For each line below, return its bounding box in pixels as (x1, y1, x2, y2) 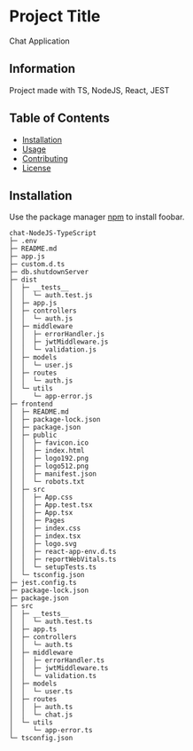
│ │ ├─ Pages (9, 517, 66, 526)
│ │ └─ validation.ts (9, 672, 97, 681)
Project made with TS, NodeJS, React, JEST (9, 84, 170, 95)
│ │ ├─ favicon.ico (9, 439, 89, 447)
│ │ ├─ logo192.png (9, 455, 89, 463)
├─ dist (9, 275, 38, 285)
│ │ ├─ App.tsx (9, 509, 73, 518)
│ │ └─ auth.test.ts (9, 617, 93, 627)
